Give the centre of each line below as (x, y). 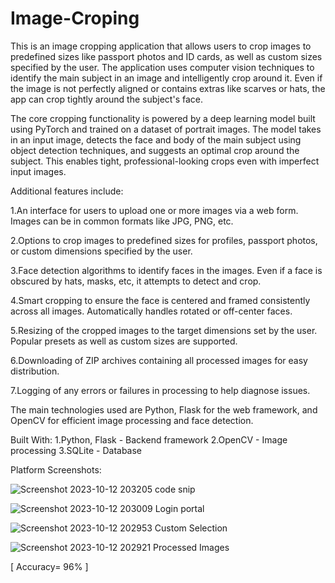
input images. (38, 171)
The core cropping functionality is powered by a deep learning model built (163, 118)
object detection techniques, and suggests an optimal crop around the (155, 150)
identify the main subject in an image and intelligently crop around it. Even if (166, 78)
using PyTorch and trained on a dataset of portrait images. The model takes (166, 129)
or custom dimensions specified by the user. (101, 251)
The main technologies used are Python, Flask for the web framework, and (164, 409)
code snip (175, 489)
